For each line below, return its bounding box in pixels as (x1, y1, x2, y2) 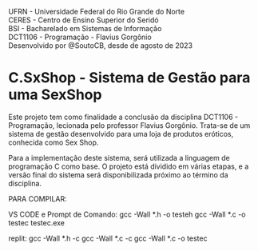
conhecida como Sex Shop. (8, 137, 99, 147)
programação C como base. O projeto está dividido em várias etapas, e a (8, 161, 249, 171)
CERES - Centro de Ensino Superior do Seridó (8, 15, 159, 25)
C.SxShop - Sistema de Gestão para (8, 69, 251, 87)
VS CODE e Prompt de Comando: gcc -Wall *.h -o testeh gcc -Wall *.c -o (8, 209, 246, 219)
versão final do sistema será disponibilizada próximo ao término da (8, 169, 228, 179)
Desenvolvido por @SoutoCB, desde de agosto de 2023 (8, 41, 193, 50)
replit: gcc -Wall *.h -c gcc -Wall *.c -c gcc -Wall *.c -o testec (8, 233, 208, 243)
